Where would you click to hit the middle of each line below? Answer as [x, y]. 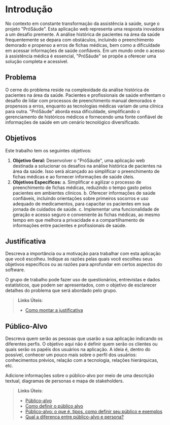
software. [15, 270]
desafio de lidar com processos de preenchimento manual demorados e [81, 100]
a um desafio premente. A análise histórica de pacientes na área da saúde [83, 34]
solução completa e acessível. [37, 61]
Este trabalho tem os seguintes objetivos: [48, 150]
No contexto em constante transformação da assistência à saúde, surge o [82, 23]
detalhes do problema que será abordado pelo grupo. [61, 290]
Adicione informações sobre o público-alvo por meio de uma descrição [80, 376]
